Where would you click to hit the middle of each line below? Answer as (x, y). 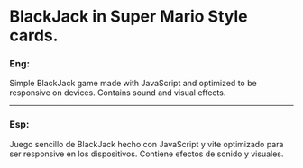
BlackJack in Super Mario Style (129, 17)
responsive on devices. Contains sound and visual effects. (118, 93)
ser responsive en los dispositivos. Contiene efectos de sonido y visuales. (147, 154)
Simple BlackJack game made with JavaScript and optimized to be (133, 84)
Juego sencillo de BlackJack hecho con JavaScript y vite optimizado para (147, 144)
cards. (34, 35)
